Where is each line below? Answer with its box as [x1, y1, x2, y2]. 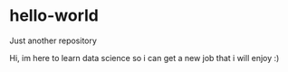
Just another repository [9, 35, 98, 46]
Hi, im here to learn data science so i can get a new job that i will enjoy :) [9, 52, 280, 63]
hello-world [9, 5, 100, 26]
